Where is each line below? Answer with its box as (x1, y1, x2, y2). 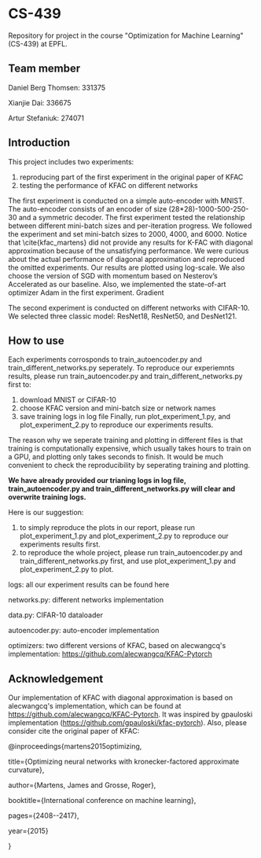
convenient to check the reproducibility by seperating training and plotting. (8, 461, 250, 470)
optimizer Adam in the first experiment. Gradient (8, 288, 164, 297)
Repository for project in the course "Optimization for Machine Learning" (8, 31, 244, 40)
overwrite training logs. (8, 492, 86, 502)
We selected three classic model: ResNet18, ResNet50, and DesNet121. (8, 311, 237, 321)
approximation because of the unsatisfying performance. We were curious (8, 245, 249, 256)
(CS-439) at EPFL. (8, 39, 68, 48)
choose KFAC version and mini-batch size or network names (19, 403, 216, 413)
